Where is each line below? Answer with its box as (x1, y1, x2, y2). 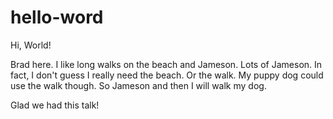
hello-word (10, 6, 104, 29)
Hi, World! (10, 39, 52, 51)
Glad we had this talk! (10, 99, 100, 111)
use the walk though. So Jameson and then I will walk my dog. (10, 79, 267, 91)
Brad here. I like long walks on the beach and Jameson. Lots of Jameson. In (10, 58, 323, 70)
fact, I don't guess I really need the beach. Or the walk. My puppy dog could (10, 69, 324, 81)
